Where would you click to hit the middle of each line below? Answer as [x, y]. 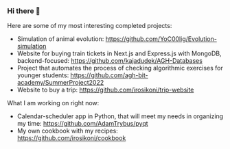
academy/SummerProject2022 [60, 83]
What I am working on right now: [53, 103]
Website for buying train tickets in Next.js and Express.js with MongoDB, [119, 53]
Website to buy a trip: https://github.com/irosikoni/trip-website [105, 90]
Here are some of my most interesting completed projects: [90, 26]
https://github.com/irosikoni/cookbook [71, 138]
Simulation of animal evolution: [60, 39]
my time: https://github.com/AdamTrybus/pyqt [83, 124]
